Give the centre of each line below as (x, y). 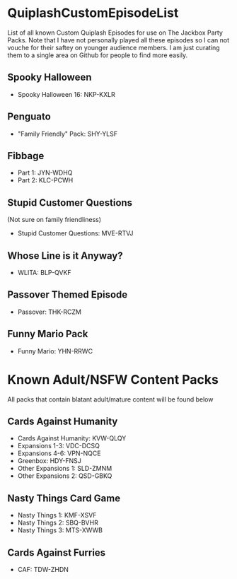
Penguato (29, 117)
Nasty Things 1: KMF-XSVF (57, 515)
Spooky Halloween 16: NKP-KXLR (66, 94)
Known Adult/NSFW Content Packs (113, 379)
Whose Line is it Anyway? (65, 256)
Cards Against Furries (57, 552)
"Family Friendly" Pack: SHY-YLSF (68, 134)
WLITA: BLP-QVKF (45, 273)
